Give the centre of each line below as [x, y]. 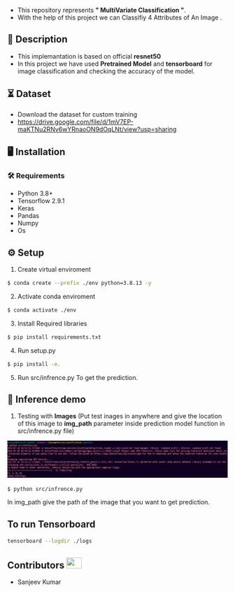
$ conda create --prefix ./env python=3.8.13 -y [79, 283]
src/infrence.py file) [46, 431]
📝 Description [37, 39]
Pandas [28, 216]
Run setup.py [36, 350]
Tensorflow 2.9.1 [41, 201]
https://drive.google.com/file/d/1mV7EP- [76, 122]
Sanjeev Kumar [39, 582]
